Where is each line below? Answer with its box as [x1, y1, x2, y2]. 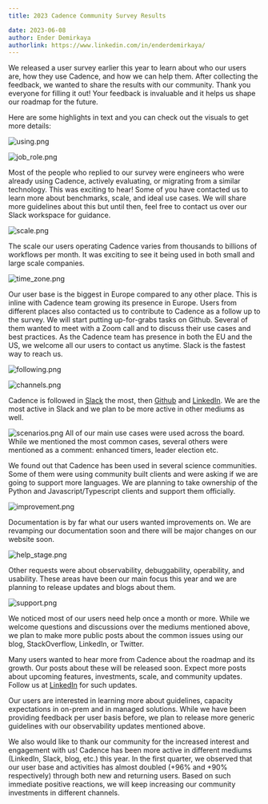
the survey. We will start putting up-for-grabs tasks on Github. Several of [8, 315, 248, 325]
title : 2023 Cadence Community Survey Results [8, 11, 166, 20]
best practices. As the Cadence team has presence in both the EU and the [8, 332, 253, 341]
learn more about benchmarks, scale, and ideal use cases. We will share [8, 193, 246, 203]
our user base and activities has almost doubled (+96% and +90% [8, 762, 228, 772]
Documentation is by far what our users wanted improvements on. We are [8, 518, 252, 527]
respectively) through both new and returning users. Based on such [8, 771, 231, 781]
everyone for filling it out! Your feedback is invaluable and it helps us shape [8, 89, 256, 99]
